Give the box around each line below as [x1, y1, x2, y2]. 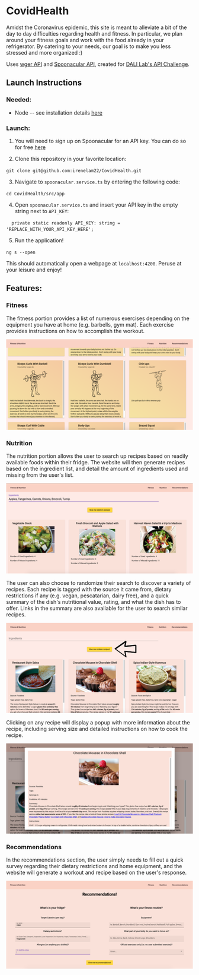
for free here [14, 144, 46, 151]
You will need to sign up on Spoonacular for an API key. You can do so [14, 137, 187, 144]
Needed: [6, 96, 31, 104]
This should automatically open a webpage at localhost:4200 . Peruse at [6, 259, 182, 267]
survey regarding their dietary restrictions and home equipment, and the [6, 863, 182, 870]
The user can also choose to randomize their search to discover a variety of [6, 580, 191, 587]
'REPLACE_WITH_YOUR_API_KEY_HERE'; [6, 226, 94, 232]
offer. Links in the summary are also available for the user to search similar [6, 604, 188, 612]
